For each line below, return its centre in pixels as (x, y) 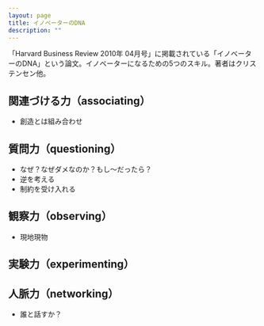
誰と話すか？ (40, 314)
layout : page (30, 15)
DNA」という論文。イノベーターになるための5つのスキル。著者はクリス (139, 63)
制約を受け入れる (48, 189)
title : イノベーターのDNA (47, 23)
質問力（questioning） (65, 148)
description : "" (35, 30)
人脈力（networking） (63, 294)
